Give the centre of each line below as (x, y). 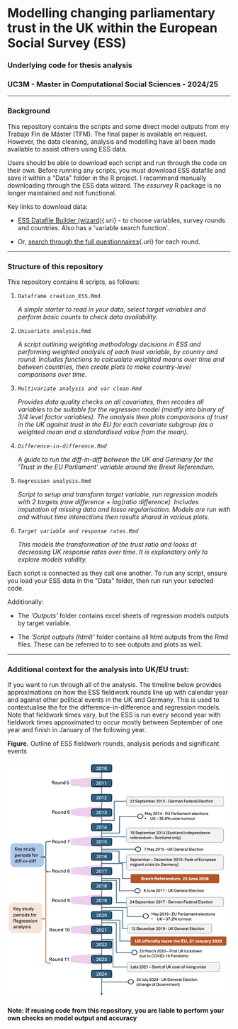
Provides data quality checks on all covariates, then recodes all (110, 402)
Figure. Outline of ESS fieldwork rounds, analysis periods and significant (113, 744)
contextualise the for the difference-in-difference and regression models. (114, 707)
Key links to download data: (48, 206)
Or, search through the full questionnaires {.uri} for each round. (109, 241)
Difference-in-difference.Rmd (62, 446)
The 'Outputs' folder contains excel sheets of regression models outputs (123, 615)
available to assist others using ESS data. (67, 149)
